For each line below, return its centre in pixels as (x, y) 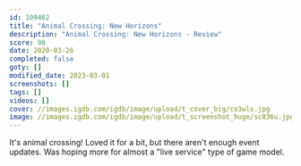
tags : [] (26, 92)
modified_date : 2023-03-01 (60, 76)
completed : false (42, 59)
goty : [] (26, 68)
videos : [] (30, 100)
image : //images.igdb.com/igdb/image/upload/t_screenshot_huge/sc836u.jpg (152, 117)
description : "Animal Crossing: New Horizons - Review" (116, 34)
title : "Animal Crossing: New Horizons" (86, 26)
